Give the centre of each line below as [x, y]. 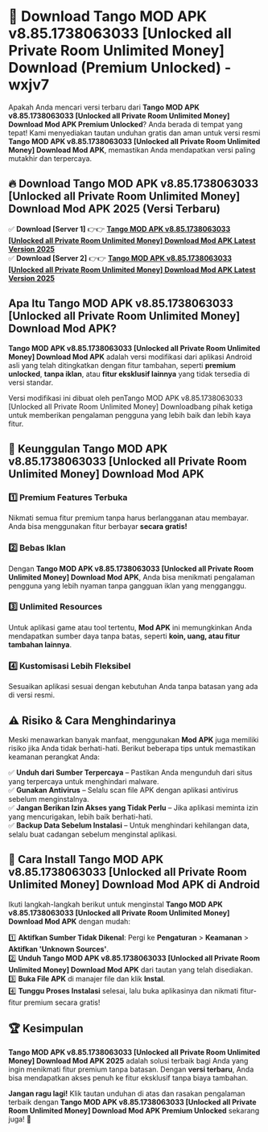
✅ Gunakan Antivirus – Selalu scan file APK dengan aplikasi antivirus [124, 790]
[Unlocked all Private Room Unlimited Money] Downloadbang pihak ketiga [131, 407]
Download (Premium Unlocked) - [120, 68]
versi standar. [31, 382]
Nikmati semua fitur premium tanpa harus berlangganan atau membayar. [129, 518]
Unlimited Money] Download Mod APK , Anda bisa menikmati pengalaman [132, 577]
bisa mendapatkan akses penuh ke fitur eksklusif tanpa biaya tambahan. [128, 1077]
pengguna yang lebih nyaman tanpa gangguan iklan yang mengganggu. [128, 585]
